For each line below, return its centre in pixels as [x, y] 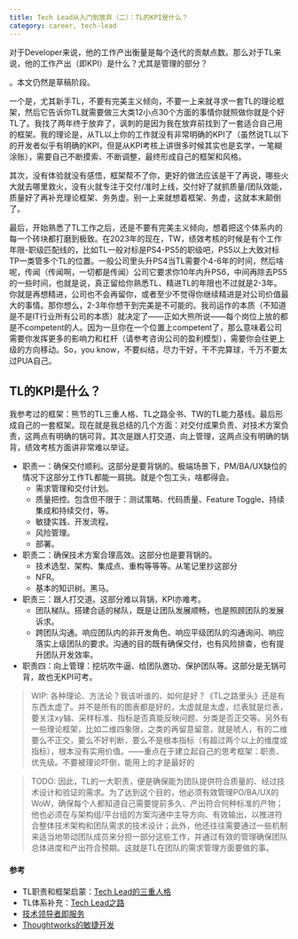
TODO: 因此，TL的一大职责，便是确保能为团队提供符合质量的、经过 [154, 781]
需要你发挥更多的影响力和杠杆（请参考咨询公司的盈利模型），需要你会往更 [143, 338]
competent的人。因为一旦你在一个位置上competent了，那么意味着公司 [153, 327]
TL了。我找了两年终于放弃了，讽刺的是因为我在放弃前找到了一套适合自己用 [146, 123]
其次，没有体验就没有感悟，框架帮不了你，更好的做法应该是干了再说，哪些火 [149, 175]
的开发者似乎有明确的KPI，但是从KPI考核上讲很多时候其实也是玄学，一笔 [142, 145]
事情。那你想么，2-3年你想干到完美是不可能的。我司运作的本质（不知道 [155, 305]
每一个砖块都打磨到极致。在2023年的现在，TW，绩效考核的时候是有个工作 [145, 238]
